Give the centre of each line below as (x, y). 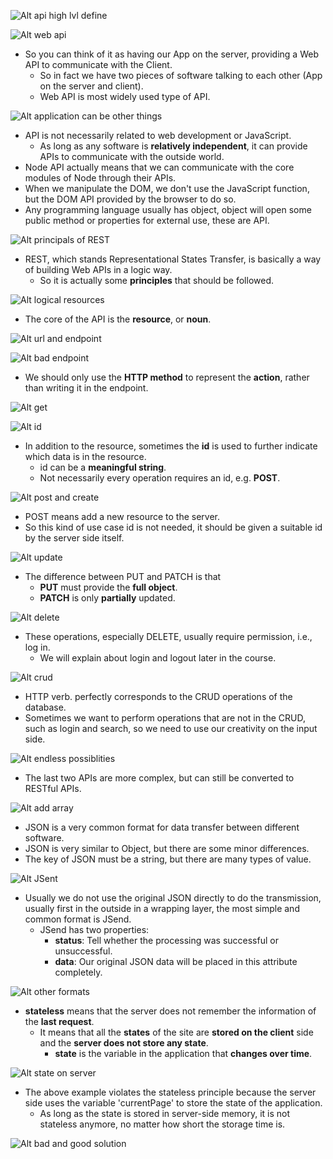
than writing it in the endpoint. (86, 388)
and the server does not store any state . (124, 1043)
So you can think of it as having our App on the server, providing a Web (171, 54)
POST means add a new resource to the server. (122, 516)
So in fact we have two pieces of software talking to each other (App (181, 75)
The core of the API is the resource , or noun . (118, 319)
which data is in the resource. (85, 456)
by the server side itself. (74, 538)
